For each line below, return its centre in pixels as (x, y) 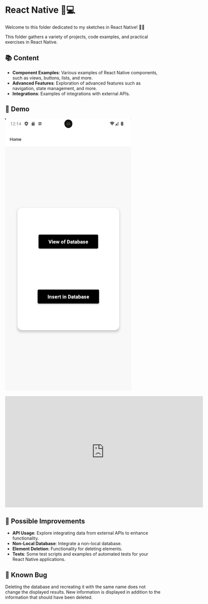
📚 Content (22, 58)
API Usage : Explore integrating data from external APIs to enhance (80, 533)
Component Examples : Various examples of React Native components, (85, 72)
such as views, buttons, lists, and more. (52, 78)
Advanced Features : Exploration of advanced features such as (76, 83)
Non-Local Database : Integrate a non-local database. (67, 544)
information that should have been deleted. (49, 598)
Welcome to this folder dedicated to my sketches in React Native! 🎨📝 (75, 27)
